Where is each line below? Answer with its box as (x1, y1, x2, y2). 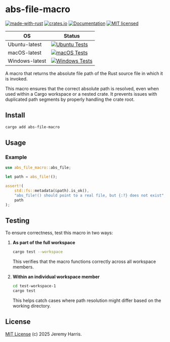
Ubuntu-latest (8, 41, 42, 48)
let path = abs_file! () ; (5, 174, 58, 179)
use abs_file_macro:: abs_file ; (5, 165, 71, 170)
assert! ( (5, 183, 24, 188)
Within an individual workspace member (12, 274, 100, 280)
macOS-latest (8, 49, 41, 56)
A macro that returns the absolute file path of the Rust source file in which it (5, 70, 163, 77)
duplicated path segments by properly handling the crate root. (5, 96, 135, 102)
